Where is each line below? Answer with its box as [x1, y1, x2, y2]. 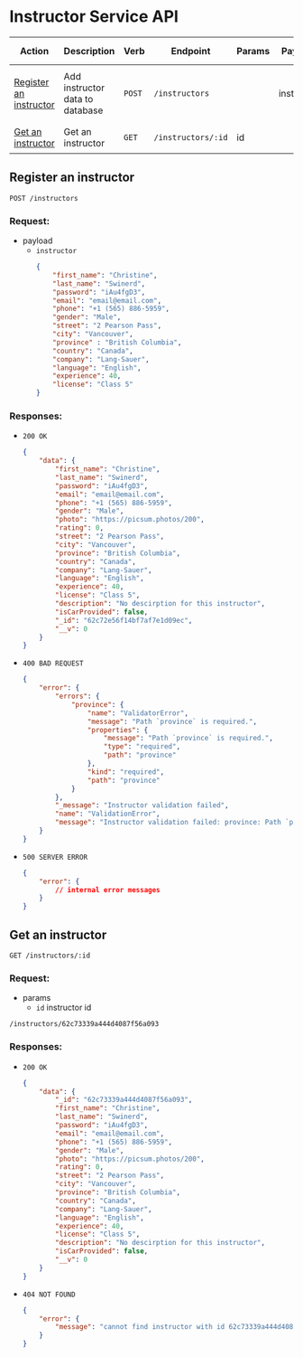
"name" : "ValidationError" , [55, 809, 161, 819]
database [63, 104, 104, 117]
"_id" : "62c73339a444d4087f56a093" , [55, 1096, 193, 1105]
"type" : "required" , [103, 742, 181, 751]
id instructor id [35, 1002, 92, 1013]
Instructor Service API [9, 6, 179, 27]
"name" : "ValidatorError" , [87, 708, 189, 718]
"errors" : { [55, 692, 100, 702]
